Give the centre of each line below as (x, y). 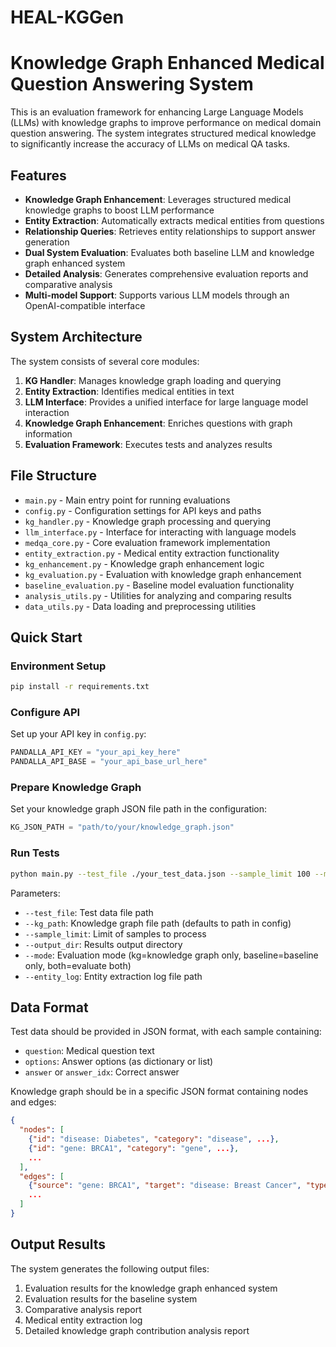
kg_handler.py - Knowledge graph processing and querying (148, 521)
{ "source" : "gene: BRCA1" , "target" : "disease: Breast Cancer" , (165, 1186)
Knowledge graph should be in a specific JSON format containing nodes (159, 1092)
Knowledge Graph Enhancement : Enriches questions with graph (158, 423)
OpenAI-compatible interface (85, 305)
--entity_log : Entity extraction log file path (113, 976)
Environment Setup (58, 666)
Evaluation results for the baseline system (111, 1298)
